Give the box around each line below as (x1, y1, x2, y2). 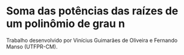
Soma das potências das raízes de (6, 4, 179, 18)
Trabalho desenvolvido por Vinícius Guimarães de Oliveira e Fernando (6, 36, 177, 44)
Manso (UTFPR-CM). (6, 43, 58, 50)
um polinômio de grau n (6, 17, 125, 30)
